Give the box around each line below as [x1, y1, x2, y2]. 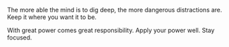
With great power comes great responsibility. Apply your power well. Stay [7, 27, 215, 34]
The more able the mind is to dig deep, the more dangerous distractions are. [7, 6, 223, 14]
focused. [7, 33, 32, 42]
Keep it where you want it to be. [7, 13, 97, 21]
